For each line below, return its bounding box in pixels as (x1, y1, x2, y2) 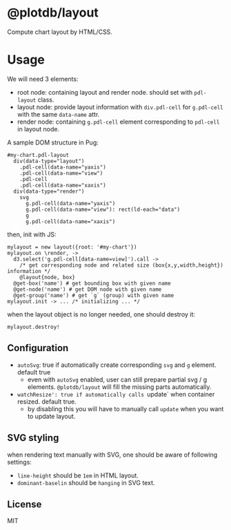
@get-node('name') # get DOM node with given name (13, 285, 162, 293)
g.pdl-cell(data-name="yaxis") (25, 200, 116, 207)
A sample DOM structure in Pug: (7, 138, 99, 146)
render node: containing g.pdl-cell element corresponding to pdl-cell (17, 117, 220, 126)
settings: (7, 457, 32, 466)
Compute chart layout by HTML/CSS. (7, 28, 112, 36)
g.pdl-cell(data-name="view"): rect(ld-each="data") (25, 206, 181, 213)
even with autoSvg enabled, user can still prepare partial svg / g (27, 375, 208, 384)
